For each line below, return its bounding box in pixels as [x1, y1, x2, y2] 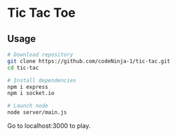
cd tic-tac [7, 64, 39, 71]
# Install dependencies [7, 77, 77, 84]
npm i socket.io [7, 89, 55, 97]
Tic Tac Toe [7, 5, 76, 21]
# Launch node [7, 103, 49, 110]
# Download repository [7, 51, 73, 58]
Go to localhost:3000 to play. [7, 122, 91, 130]
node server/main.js [7, 109, 68, 116]
